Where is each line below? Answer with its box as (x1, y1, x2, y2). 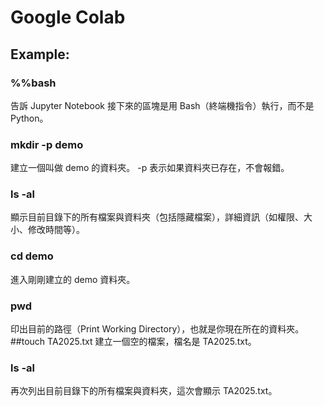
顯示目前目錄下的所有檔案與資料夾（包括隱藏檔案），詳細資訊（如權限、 (10, 211, 304, 223)
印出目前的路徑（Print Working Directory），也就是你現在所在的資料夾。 (10, 323, 305, 335)
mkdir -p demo (10, 137, 84, 151)
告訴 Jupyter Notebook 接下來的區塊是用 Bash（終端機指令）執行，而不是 (10, 99, 315, 111)
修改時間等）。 (27, 224, 85, 236)
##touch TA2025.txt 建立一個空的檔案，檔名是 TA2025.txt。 (10, 336, 257, 348)
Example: (10, 46, 70, 63)
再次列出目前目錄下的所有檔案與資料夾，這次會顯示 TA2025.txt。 (10, 385, 278, 397)
